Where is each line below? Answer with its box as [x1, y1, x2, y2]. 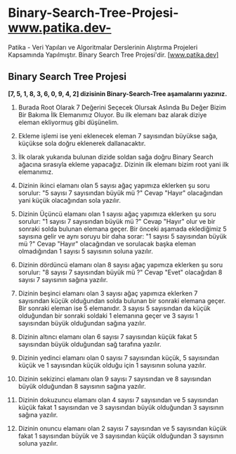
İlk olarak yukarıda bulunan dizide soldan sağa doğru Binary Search [18, 152, 214, 161]
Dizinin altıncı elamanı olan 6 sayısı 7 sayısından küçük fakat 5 [18, 332, 197, 341]
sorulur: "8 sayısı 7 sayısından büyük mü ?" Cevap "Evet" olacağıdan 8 [18, 268, 223, 276]
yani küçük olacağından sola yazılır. [18, 196, 122, 204]
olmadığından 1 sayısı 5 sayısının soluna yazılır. [18, 247, 153, 255]
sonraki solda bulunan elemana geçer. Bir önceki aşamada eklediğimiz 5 [18, 225, 227, 233]
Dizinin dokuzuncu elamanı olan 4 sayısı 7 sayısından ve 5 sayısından [18, 395, 218, 404]
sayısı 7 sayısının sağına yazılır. [18, 275, 108, 283]
